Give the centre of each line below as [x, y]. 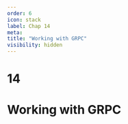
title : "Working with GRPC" [47, 39]
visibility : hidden [35, 45]
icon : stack [24, 20]
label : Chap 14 [29, 26]
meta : [15, 32]
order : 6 [20, 13]
